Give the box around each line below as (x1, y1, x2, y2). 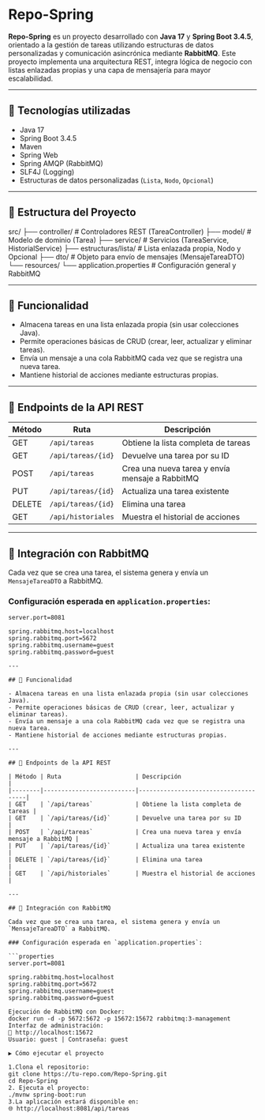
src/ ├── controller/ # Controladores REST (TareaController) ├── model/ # (8, 227, 252, 236)
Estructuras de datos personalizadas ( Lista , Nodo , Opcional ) (19, 175, 215, 185)
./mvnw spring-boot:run (8, 1091, 87, 1099)
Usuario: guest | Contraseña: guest (8, 1035, 129, 1044)
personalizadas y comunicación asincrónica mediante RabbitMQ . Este (8, 48, 237, 58)
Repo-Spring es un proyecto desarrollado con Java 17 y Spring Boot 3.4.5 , (8, 32, 254, 41)
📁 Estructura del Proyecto (8, 206, 136, 219)
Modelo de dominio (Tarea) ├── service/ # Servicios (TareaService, (8, 235, 230, 244)
